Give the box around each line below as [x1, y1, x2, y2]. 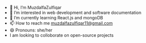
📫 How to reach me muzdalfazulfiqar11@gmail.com [9, 20, 113, 26]
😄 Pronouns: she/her [9, 27, 52, 33]
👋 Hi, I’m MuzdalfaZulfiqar [9, 5, 62, 10]
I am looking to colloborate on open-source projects [9, 32, 114, 38]
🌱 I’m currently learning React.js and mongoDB [9, 15, 103, 20]
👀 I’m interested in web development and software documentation [9, 10, 142, 15]
